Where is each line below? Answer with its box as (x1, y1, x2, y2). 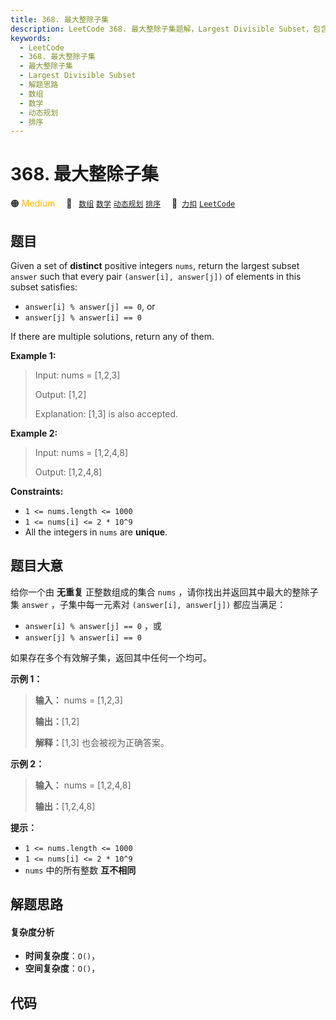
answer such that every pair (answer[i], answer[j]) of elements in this (10, 271, 302, 282)
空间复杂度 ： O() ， (24, 962, 101, 975)
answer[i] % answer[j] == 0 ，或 (24, 619, 162, 631)
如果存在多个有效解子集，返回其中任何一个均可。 (10, 651, 212, 663)
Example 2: (10, 427, 58, 439)
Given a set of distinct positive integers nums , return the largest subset (10, 260, 300, 271)
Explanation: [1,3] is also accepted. (34, 408, 179, 420)
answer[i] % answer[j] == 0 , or (24, 301, 156, 312)
